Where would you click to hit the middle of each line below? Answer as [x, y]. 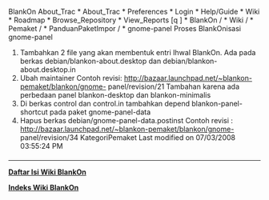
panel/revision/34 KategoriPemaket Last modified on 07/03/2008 [128, 138]
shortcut [34, 112]
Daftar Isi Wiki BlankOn [47, 172]
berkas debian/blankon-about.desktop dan [90, 61]
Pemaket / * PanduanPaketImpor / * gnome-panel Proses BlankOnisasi [125, 28]
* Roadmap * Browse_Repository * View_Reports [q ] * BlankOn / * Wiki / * [131, 20]
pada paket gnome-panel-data [100, 112]
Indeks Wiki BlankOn [44, 187]
